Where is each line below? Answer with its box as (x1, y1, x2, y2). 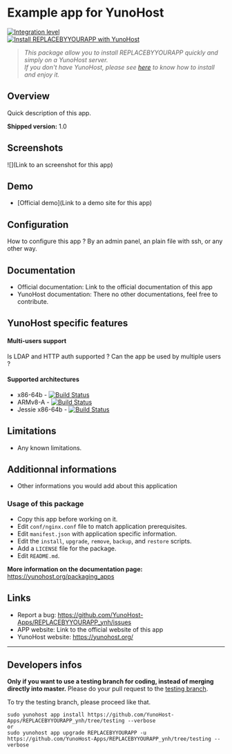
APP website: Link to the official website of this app (17, 625, 164, 633)
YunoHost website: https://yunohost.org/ (17, 632, 133, 641)
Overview (7, 90, 50, 102)
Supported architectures (7, 375, 79, 384)
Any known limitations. (17, 443, 82, 452)
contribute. (17, 298, 49, 305)
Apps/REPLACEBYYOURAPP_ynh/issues (17, 618, 132, 626)
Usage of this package (7, 499, 84, 509)
